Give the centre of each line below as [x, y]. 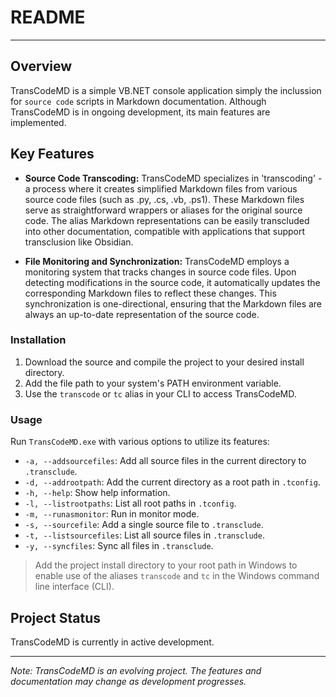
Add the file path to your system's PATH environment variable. [153, 383]
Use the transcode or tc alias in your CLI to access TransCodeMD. [160, 393]
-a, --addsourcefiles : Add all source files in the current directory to [165, 461]
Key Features [52, 154]
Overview [41, 66]
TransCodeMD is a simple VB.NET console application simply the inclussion [166, 90]
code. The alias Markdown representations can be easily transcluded [167, 220]
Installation [38, 340]
